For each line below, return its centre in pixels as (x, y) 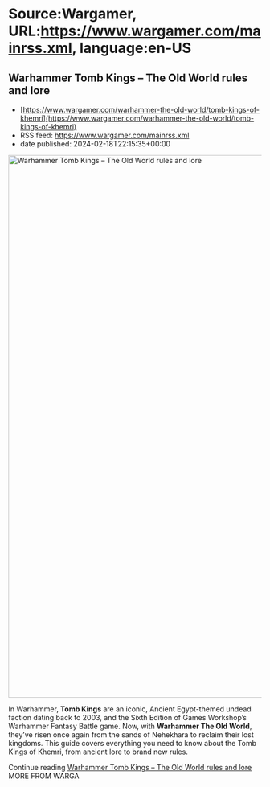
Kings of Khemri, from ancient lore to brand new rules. (98, 752)
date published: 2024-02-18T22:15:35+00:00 (95, 144)
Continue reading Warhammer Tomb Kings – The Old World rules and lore (130, 767)
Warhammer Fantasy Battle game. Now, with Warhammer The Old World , (130, 726)
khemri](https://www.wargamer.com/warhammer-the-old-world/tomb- (137, 118)
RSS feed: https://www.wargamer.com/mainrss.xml (104, 135)
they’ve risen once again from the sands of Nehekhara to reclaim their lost (131, 735)
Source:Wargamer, (72, 14)
